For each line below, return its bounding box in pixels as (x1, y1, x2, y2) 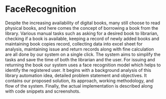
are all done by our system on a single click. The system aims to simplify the (5, 51, 161, 57)
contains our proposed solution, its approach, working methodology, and (5, 78, 154, 84)
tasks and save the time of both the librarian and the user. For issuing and (5, 56, 155, 62)
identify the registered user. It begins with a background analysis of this (5, 67, 152, 73)
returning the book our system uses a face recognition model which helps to (5, 62, 161, 68)
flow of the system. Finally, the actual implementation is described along (5, 83, 153, 89)
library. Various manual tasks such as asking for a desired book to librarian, (5, 30, 159, 36)
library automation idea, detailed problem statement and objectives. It (5, 72, 147, 78)
